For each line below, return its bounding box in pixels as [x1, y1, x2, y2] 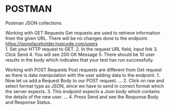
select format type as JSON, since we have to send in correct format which [5, 82, 164, 89]
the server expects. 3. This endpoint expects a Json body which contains [5, 88, 160, 94]
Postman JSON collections [5, 20, 62, 26]
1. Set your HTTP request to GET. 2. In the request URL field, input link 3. [5, 46, 158, 52]
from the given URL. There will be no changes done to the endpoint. [5, 35, 149, 41]
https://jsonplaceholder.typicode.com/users [5, 40, 98, 46]
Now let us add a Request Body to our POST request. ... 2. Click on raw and [5, 77, 164, 84]
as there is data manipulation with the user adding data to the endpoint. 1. [5, 72, 160, 78]
